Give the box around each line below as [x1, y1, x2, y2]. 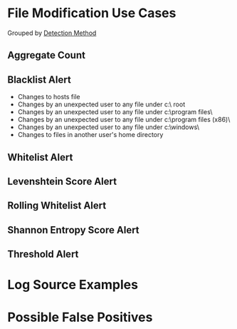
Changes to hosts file [17, 93, 80, 101]
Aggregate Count [7, 49, 85, 61]
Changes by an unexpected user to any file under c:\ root [17, 100, 186, 108]
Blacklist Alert [7, 74, 71, 86]
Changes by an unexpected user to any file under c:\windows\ [17, 123, 200, 131]
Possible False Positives [7, 309, 153, 325]
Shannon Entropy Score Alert [7, 223, 140, 236]
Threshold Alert [7, 248, 79, 260]
